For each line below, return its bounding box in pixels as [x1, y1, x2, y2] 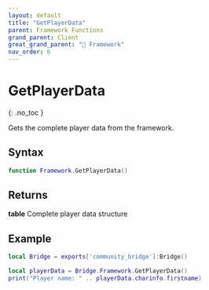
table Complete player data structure [8, 209, 128, 218]
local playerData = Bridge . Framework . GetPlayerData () [8, 267, 189, 275]
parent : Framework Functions [8, 26, 104, 34]
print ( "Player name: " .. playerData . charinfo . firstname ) [8, 274, 202, 282]
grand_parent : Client [8, 33, 79, 42]
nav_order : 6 [8, 48, 51, 56]
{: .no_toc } [8, 108, 44, 117]
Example [8, 232, 52, 245]
